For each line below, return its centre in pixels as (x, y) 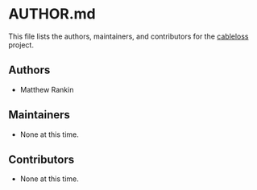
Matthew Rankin (47, 89)
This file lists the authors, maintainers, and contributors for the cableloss (128, 36)
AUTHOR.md (52, 14)
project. (21, 44)
